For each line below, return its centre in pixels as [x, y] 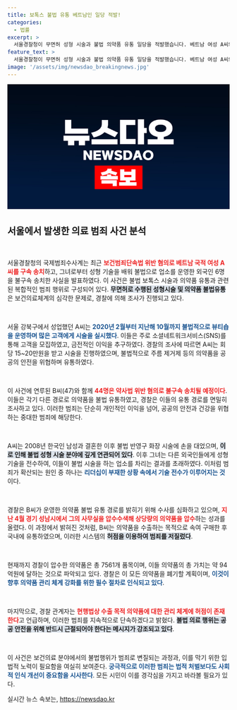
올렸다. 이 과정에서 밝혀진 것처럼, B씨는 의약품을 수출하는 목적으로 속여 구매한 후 [117, 528]
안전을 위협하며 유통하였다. [57, 362]
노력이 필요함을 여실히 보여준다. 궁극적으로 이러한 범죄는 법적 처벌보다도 [119, 666]
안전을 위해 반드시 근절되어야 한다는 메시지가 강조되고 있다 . [95, 629]
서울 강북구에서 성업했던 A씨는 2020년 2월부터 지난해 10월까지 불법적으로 [109, 327]
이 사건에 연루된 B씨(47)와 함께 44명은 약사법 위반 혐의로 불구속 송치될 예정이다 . [117, 391]
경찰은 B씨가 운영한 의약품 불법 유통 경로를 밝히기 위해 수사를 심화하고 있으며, [114, 510]
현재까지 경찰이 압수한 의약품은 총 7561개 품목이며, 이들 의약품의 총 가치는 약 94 [117, 565]
